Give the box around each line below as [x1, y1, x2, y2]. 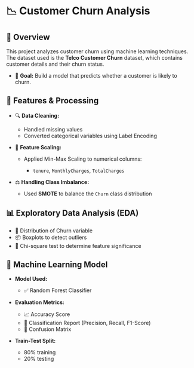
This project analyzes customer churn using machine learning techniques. [6, 48, 189, 55]
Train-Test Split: [14, 338, 56, 345]
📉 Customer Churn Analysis [6, 4, 150, 18]
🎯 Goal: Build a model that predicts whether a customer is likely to [14, 72, 177, 79]
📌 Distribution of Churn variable [14, 227, 93, 234]
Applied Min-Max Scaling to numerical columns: [23, 155, 142, 162]
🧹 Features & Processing [6, 96, 99, 106]
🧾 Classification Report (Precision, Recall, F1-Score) [23, 320, 151, 327]
